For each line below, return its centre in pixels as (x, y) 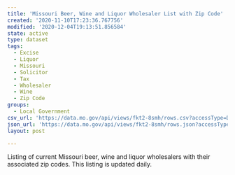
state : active (28, 33)
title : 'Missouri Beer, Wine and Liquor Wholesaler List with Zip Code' (115, 14)
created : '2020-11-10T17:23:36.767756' (65, 20)
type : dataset (28, 40)
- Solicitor (31, 72)
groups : (19, 105)
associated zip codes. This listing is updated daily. (80, 164)
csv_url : (20, 118)
